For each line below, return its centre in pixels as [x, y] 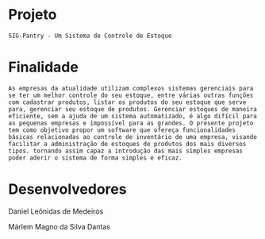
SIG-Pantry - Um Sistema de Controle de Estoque [90, 36]
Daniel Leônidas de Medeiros [56, 211]
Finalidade [44, 67]
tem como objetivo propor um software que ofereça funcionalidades [122, 130]
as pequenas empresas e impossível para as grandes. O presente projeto [131, 123]
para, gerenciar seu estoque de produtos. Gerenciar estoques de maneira [133, 109]
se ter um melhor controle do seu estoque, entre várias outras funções [131, 95]
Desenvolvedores [67, 189]
